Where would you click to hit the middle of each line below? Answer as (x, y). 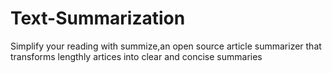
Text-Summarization (98, 18)
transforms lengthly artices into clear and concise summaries (136, 56)
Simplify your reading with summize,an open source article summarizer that (166, 46)
